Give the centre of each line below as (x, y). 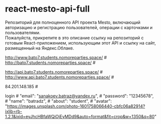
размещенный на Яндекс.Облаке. (40, 48)
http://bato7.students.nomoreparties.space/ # (50, 62)
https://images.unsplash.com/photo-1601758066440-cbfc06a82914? (76, 106)
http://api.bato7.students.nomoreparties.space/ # (54, 72)
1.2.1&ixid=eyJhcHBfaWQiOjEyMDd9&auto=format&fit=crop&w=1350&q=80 (80, 116)
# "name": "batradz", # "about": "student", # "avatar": (59, 101)
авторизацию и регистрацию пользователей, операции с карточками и (79, 27)
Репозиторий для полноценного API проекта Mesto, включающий (73, 22)
